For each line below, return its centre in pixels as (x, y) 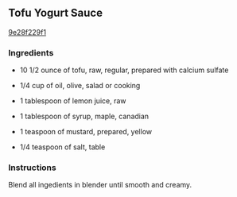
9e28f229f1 (27, 32)
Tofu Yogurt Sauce (56, 13)
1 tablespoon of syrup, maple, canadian (84, 116)
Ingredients (31, 52)
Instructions (33, 168)
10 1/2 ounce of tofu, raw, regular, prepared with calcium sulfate (124, 70)
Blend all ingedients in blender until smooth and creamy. (100, 185)
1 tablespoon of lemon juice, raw (73, 101)
